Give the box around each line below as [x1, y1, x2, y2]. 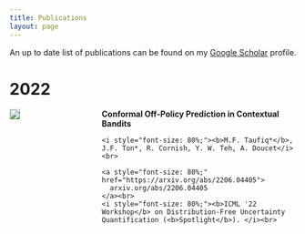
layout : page [9, 22, 59, 31]
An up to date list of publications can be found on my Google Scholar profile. [9, 46, 297, 57]
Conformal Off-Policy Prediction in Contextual [101, 108, 280, 119]
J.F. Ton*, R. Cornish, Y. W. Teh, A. [101, 144, 249, 153]
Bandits [101, 118, 132, 129]
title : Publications [9, 13, 88, 23]
